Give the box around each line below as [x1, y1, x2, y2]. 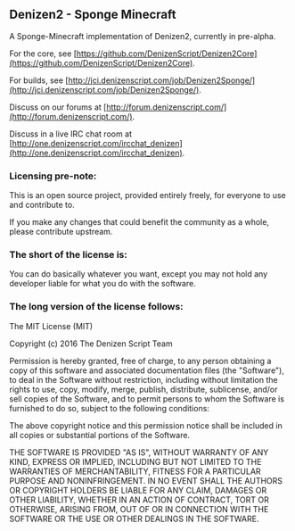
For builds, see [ [9, 75, 69, 86]
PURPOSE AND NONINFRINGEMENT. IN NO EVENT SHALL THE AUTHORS [9, 475, 283, 485]
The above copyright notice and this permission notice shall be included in [9, 419, 283, 431]
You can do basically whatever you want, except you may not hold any [9, 269, 268, 279]
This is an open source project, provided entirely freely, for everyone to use [9, 190, 287, 201]
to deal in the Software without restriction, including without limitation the [9, 374, 278, 385]
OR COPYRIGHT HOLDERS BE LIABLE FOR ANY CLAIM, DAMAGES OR [9, 485, 267, 495]
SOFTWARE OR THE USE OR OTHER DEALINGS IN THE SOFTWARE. [9, 513, 259, 524]
